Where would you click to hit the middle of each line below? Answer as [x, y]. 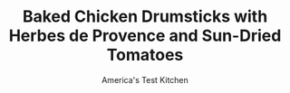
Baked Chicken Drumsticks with [145, 17]
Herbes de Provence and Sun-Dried [145, 36]
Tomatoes [145, 55]
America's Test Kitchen [145, 79]
